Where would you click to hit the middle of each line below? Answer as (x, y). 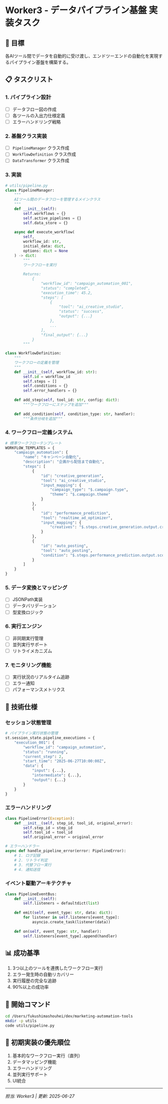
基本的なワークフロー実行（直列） (47, 1055)
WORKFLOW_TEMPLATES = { (30, 448)
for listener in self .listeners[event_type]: (71, 917)
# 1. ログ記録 (27, 855)
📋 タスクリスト (29, 80)
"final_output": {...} (64, 335)
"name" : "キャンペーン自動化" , (52, 457)
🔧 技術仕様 (21, 707)
